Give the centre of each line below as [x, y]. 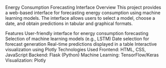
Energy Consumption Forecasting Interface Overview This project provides [83, 7]
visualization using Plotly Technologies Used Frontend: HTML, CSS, [76, 49]
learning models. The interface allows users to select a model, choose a [80, 18]
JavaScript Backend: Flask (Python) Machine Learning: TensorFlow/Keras [82, 55]
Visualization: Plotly [26, 60]
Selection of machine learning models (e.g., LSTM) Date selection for [77, 39]
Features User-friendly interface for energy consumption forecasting [77, 33]
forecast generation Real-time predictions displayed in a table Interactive [81, 44]
